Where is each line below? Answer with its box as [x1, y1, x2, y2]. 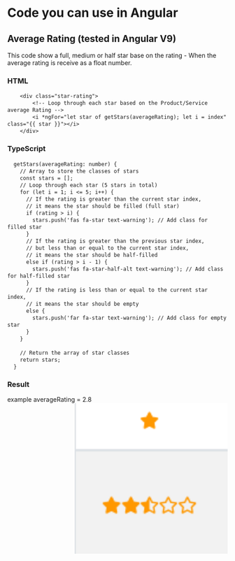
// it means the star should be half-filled [25, 252, 158, 258]
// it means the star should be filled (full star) [25, 203, 180, 210]
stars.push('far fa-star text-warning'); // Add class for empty [32, 314, 227, 321]
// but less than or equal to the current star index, [25, 245, 190, 252]
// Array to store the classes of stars [20, 168, 139, 175]
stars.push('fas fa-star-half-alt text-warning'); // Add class [32, 265, 224, 272]
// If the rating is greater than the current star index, [25, 196, 201, 203]
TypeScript [7, 144, 46, 154]
